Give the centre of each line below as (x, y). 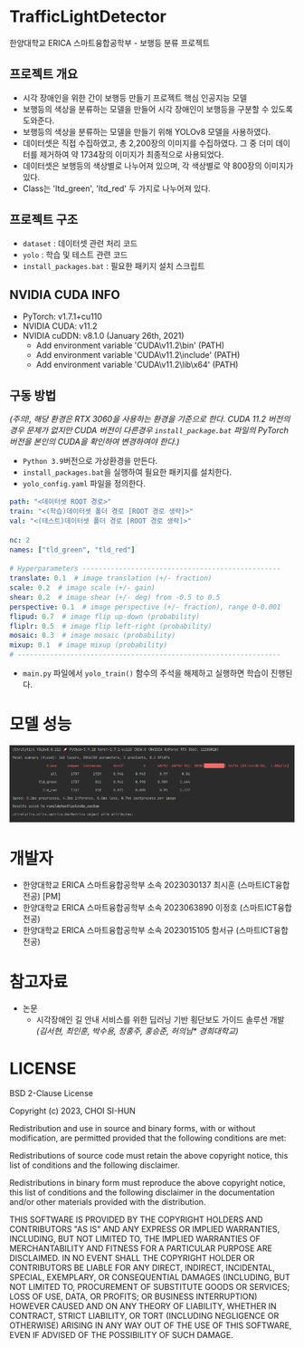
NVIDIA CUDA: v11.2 (60, 326)
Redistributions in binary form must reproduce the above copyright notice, (147, 1183)
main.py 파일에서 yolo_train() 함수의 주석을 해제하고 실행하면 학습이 (145, 673)
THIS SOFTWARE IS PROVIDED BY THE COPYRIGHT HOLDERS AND (137, 1219)
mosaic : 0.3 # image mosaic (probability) (93, 636)
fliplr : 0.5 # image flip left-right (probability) (111, 626)
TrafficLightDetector (88, 17)
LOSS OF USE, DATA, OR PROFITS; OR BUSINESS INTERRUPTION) (133, 1296)
